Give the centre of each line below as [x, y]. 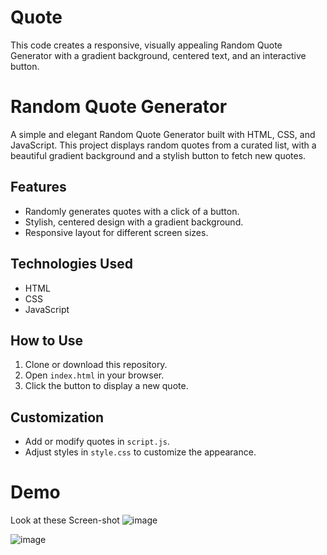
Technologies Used [71, 264]
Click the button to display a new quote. [106, 386]
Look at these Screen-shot [65, 520]
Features [38, 187]
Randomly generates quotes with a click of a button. [132, 211]
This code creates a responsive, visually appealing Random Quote [146, 45]
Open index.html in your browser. [94, 375]
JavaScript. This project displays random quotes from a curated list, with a [163, 145]
